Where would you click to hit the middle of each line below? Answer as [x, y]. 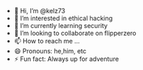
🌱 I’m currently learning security [61, 26]
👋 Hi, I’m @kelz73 [40, 11]
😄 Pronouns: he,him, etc [50, 51]
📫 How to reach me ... [47, 41]
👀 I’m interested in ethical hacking [63, 18]
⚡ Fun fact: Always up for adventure [66, 59]
